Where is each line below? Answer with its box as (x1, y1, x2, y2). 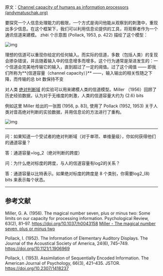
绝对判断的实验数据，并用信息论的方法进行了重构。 (21, 109, 124, 115)
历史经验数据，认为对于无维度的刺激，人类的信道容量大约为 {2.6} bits (5, 93, 144, 99)
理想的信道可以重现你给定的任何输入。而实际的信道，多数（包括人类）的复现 (5, 52, 158, 58)
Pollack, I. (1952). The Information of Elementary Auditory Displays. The (5, 235, 148, 241)
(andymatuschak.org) (5, 10, 49, 16)
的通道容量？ (5, 139, 31, 145)
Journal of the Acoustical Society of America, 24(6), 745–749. (5, 240, 129, 246)
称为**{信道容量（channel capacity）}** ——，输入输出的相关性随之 (13, 70, 148, 76)
